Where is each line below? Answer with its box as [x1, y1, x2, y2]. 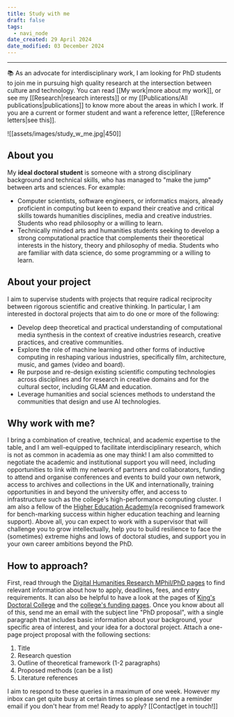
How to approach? [7, 560, 88, 572]
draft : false [7, 17, 45, 24]
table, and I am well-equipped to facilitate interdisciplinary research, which [7, 443, 221, 452]
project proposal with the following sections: [23, 630, 151, 639]
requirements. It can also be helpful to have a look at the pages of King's [7, 593, 216, 602]
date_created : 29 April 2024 [7, 36, 92, 43]
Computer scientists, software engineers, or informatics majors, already [17, 196, 224, 205]
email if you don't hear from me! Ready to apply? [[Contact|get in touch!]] [7, 702, 218, 711]
